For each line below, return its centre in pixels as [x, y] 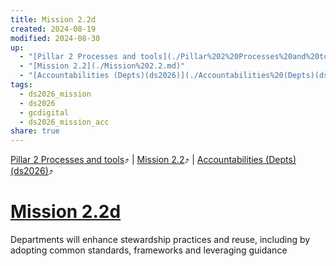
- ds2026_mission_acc [64, 122]
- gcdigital [44, 112]
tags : [21, 85]
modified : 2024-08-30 [55, 38]
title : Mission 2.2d [53, 19]
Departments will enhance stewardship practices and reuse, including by [160, 240]
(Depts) [281, 160]
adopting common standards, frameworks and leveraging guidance [149, 250]
